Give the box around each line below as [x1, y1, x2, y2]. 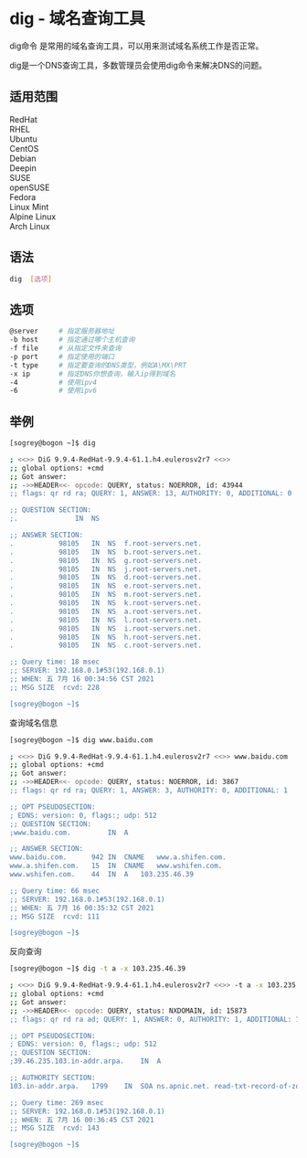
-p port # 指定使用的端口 [9, 352, 115, 361]
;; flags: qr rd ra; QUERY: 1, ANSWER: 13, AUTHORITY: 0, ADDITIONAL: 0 [9, 489, 292, 498]
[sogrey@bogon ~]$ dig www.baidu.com [9, 735, 153, 745]
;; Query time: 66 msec [9, 886, 101, 896]
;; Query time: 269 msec [9, 1098, 104, 1107]
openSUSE [9, 182, 50, 193]
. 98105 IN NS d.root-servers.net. [9, 573, 203, 582]
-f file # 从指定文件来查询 [9, 344, 122, 353]
